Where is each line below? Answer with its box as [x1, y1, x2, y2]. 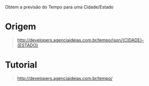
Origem [5, 21, 36, 32]
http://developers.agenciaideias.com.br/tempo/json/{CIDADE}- [17, 37, 144, 43]
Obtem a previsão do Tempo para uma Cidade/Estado [5, 4, 114, 10]
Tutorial [5, 59, 38, 70]
